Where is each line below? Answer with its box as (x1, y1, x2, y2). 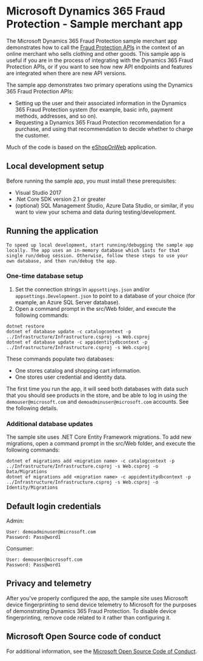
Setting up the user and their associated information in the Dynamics (15, 99, 187, 107)
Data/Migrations (6, 469, 47, 475)
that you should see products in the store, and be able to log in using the (6, 392, 187, 399)
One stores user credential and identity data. (15, 373, 127, 381)
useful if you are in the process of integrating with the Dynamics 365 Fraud (6, 56, 194, 64)
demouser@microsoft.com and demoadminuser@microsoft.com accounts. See (6, 398, 189, 405)
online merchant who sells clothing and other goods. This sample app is (6, 50, 186, 57)
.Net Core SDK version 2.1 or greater (15, 195, 106, 203)
